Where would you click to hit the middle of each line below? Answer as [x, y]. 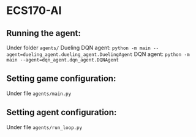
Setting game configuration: [61, 79]
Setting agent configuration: [62, 112]
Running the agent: [44, 33]
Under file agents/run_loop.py [44, 127]
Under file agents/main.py [39, 93]
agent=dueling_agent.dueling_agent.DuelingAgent [70, 55]
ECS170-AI [34, 11]
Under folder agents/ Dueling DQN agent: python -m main [79, 47]
